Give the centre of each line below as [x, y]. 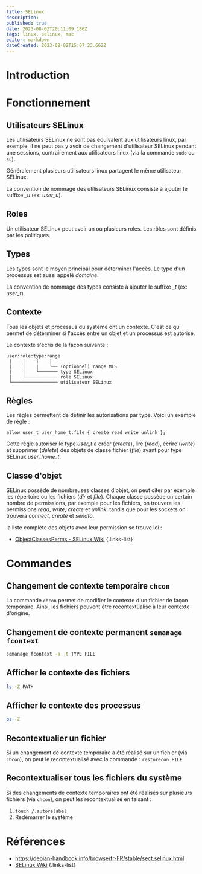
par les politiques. [28, 235]
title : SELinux [25, 12]
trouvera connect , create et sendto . [50, 516]
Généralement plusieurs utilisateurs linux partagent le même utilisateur [94, 171]
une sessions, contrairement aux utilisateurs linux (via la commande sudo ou [100, 153]
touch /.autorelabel [41, 811]
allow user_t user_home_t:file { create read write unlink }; [86, 433]
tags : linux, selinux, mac [40, 34]
